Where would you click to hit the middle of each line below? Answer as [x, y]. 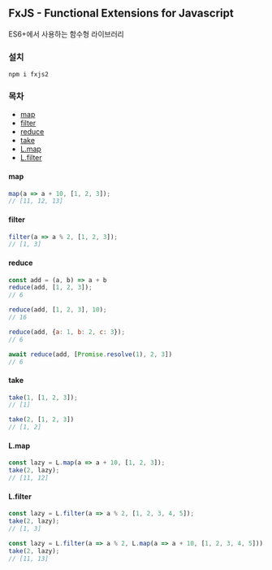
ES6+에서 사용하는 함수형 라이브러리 [66, 34]
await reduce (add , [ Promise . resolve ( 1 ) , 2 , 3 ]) [91, 354]
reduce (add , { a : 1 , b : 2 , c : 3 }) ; [67, 332]
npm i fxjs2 [28, 75]
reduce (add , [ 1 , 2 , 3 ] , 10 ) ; [58, 310]
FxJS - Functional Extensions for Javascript [121, 13]
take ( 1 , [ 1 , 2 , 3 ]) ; [43, 398]
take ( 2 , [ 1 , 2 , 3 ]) [41, 420]
